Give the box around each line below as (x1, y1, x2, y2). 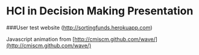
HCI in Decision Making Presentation (6, 4, 194, 18)
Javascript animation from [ (6, 35, 75, 42)
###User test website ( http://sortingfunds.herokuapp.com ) (6, 24, 153, 31)
